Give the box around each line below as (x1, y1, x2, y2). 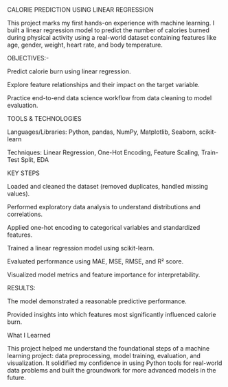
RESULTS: (7, 283, 36, 292)
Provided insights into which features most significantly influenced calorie (7, 310, 216, 318)
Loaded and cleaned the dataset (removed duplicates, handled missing (7, 182, 208, 190)
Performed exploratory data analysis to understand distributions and (7, 202, 201, 211)
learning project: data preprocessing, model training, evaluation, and (7, 351, 201, 360)
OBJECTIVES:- (7, 54, 49, 62)
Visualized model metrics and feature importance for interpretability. (7, 270, 201, 279)
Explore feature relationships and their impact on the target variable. (7, 80, 201, 89)
